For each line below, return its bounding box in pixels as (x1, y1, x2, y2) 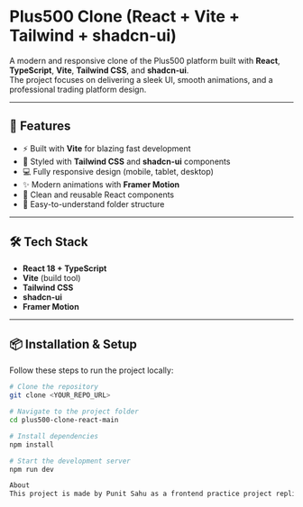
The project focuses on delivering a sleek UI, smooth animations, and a (9, 74, 273, 85)
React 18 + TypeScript (22, 263, 107, 274)
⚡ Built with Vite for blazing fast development (22, 142, 191, 154)
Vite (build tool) (22, 272, 81, 283)
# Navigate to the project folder (9, 407, 140, 416)
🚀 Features (9, 119, 71, 134)
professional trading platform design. (9, 84, 147, 95)
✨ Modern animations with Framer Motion (22, 178, 180, 190)
